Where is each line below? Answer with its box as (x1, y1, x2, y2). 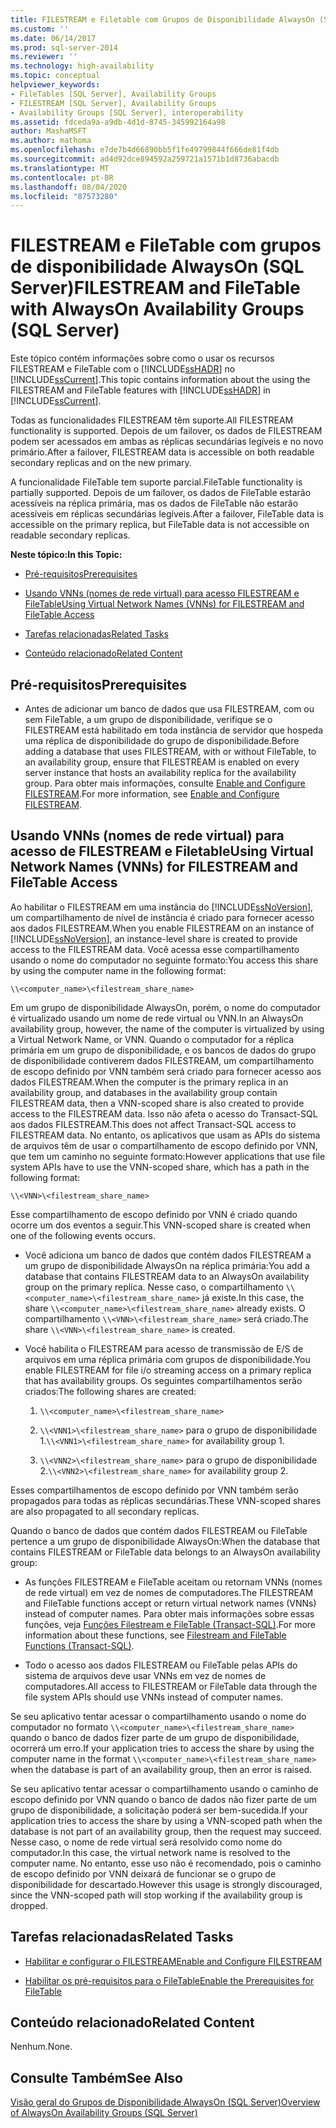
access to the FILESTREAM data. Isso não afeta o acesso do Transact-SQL (10, 1107, 318, 1120)
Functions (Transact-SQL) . (24, 1639, 135, 1651)
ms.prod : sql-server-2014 (10, 42, 118, 53)
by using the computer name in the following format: (10, 964, 227, 976)
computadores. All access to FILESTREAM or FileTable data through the (24, 1680, 318, 1692)
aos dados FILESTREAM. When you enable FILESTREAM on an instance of (10, 922, 315, 934)
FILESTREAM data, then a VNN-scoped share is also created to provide (10, 1097, 305, 1109)
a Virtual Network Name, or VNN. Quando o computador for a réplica (10, 1033, 295, 1045)
